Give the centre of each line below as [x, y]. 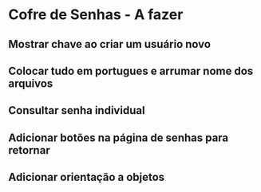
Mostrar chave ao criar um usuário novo [110, 44]
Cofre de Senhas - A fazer [96, 15]
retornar [29, 150]
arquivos [31, 83]
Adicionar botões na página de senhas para [119, 137]
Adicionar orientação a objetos [87, 177]
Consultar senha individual [77, 110]
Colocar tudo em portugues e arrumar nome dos [131, 71]
